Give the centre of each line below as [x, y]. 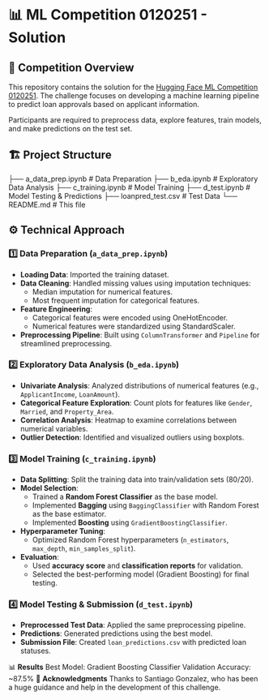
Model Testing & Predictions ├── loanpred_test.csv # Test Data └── [123, 195]
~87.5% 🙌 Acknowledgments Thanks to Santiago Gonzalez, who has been [133, 679]
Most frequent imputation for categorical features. [116, 300]
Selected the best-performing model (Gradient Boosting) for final [141, 574]
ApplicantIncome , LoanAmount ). [70, 394]
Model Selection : [49, 488]
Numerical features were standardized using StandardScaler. [134, 326]
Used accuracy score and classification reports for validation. [137, 566]
